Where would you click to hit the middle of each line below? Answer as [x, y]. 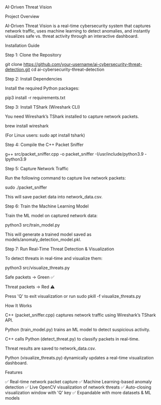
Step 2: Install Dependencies [34, 79]
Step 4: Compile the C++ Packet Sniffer [44, 145]
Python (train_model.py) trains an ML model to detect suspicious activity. [78, 330]
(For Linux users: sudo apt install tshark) [45, 135]
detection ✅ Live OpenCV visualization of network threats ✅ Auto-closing [78, 387]
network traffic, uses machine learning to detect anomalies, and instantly [78, 31]
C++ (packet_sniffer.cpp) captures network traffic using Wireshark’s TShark [80, 315]
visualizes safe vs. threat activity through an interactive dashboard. [72, 36]
